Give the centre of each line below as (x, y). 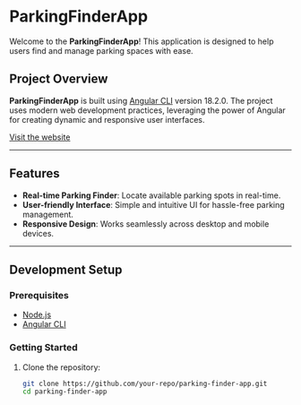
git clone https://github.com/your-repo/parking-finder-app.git (145, 383)
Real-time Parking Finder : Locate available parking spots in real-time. (151, 195)
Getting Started (43, 348)
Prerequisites (39, 295)
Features (34, 173)
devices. (38, 233)
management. (48, 214)
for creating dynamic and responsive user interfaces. (107, 119)
